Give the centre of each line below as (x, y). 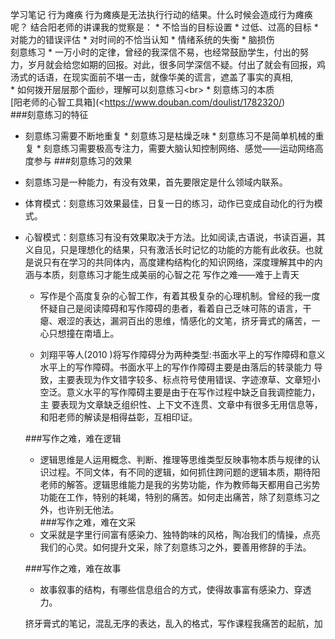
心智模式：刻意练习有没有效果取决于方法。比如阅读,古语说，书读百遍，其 (175, 237)
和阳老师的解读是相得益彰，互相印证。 (118, 417)
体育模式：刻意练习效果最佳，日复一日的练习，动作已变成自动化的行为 (169, 203)
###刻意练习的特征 (49, 114)
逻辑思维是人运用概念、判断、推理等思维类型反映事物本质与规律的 (175, 459)
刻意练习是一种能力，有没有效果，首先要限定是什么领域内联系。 (156, 182)
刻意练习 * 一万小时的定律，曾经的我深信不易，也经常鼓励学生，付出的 (155, 52)
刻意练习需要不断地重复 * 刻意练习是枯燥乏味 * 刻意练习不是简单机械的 (170, 136)
